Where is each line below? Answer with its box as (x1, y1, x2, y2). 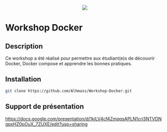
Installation (5, 75, 41, 84)
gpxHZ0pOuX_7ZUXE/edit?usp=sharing (5, 121, 88, 127)
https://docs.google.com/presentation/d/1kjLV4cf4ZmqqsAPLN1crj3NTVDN (5, 115, 162, 121)
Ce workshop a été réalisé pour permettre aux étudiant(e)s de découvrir (5, 55, 155, 61)
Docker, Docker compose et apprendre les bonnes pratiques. (5, 61, 132, 66)
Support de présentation (5, 102, 84, 111)
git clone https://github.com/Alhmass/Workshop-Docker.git (5, 88, 132, 93)
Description (5, 42, 43, 50)
